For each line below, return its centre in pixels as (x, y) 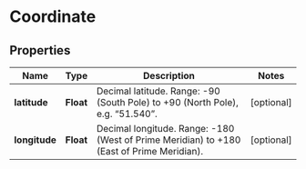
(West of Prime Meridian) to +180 (168, 140)
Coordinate (53, 17)
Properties (40, 50)
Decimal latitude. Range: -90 (158, 91)
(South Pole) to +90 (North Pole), (168, 102)
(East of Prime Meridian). (149, 151)
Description (169, 76)
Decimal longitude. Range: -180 (165, 129)
